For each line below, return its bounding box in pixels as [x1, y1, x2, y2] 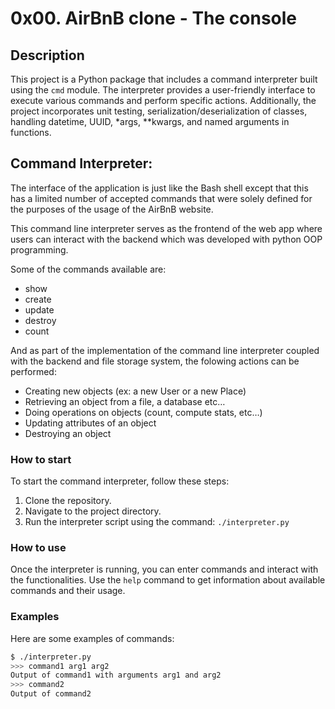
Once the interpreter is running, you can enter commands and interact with [10, 563, 319, 576]
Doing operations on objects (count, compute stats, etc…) [24, 406, 263, 418]
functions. [10, 127, 52, 138]
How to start [10, 452, 72, 466]
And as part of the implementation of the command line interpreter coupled [10, 344, 320, 356]
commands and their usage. [10, 585, 126, 597]
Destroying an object [24, 427, 112, 439]
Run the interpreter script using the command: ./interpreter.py [24, 516, 290, 528]
